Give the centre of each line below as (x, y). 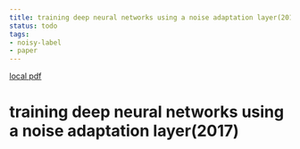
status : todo (33, 26)
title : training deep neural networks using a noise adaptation (131, 17)
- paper (24, 51)
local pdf (25, 76)
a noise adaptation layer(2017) (124, 131)
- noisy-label (36, 42)
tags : (19, 34)
